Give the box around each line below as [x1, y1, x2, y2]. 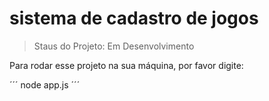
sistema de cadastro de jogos [9, 7, 259, 30]
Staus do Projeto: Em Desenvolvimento [33, 40, 195, 52]
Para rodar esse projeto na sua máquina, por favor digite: [9, 59, 244, 71]
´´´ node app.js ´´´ [9, 78, 81, 91]
